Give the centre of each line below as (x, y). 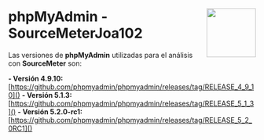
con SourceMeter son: (45, 63)
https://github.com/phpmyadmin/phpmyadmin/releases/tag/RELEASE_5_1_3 (132, 103)
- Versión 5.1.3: (47, 95)
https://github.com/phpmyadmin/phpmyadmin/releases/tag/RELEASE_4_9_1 (132, 87)
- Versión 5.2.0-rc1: (50, 111)
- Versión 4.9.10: (36, 78)
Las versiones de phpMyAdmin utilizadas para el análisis (101, 55)
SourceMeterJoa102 (75, 33)
